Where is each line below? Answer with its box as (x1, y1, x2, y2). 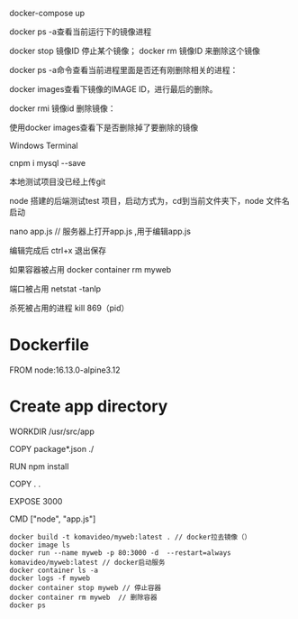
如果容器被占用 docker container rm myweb (9, 264, 172, 274)
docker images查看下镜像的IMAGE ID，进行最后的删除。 (9, 84, 218, 94)
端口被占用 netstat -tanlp (9, 283, 102, 294)
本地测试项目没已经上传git (9, 176, 106, 187)
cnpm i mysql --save (9, 158, 86, 168)
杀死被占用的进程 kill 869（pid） (9, 302, 130, 313)
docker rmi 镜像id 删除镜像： (9, 103, 116, 114)
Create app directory (9, 396, 168, 417)
